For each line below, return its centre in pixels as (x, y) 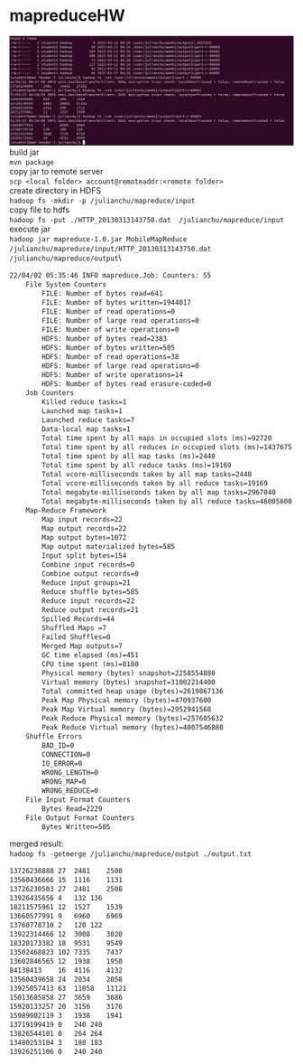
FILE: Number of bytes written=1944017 (117, 303)
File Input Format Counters (78, 800)
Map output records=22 (84, 529)
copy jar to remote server (56, 172)
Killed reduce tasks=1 (84, 402)
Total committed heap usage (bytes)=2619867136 (133, 692)
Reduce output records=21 (91, 610)
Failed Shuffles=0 (76, 637)
